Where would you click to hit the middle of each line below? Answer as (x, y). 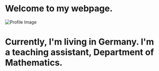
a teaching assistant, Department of (79, 52)
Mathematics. (34, 63)
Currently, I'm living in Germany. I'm (80, 42)
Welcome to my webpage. (59, 9)
